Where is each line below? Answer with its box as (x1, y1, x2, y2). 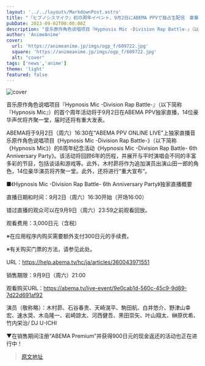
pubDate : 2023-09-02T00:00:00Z (6, 20, 86, 26)
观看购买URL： (6, 285, 44, 292)
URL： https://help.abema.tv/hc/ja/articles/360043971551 (6, 258, 149, 266)
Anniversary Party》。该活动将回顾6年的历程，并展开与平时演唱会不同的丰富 (6, 152, 196, 160)
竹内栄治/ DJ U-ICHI (6, 319, 57, 327)
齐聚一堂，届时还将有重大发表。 (27, 116, 108, 124)
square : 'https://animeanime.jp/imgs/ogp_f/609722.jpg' (12, 49, 157, 55)
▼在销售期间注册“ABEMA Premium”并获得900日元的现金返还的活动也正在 (6, 332, 192, 340)
